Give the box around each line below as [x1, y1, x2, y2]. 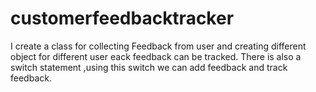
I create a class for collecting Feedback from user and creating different [10, 40, 307, 52]
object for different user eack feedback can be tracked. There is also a [10, 50, 302, 62]
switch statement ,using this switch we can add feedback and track [10, 61, 288, 73]
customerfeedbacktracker [10, 7, 235, 30]
